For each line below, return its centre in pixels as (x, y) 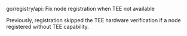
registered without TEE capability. (48, 27)
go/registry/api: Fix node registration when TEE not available (81, 9)
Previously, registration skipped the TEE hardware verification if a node (93, 20)
